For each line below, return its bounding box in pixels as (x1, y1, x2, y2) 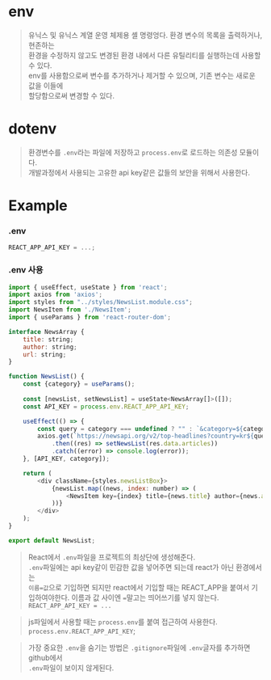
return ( (23, 469, 52, 477)
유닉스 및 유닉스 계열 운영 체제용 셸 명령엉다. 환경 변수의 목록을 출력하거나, (27, 30, 263, 40)
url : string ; (23, 350, 67, 358)
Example (8, 196, 68, 215)
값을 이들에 (27, 80, 64, 91)
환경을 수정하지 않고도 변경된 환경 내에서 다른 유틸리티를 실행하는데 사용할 (27, 50, 261, 60)
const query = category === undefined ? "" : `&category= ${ (37, 424, 244, 433)
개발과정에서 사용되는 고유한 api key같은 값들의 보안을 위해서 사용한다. (27, 167, 250, 177)
